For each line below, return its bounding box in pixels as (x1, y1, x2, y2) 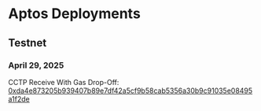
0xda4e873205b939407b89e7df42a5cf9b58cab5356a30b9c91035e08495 (8, 86, 253, 95)
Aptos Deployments (8, 5, 142, 23)
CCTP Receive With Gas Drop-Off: (8, 77, 119, 87)
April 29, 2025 (8, 60, 64, 71)
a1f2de (8, 94, 30, 103)
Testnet (8, 36, 47, 50)
